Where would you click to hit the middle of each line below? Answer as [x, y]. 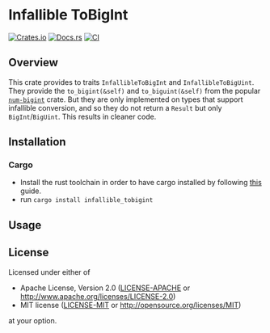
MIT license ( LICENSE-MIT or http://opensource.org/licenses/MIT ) [131, 305]
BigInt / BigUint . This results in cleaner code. [82, 116]
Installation [37, 142]
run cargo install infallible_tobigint [86, 200]
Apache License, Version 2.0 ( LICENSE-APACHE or [105, 288]
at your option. [33, 320]
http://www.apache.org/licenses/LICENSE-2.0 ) [98, 296]
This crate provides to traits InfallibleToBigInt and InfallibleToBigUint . [131, 82]
